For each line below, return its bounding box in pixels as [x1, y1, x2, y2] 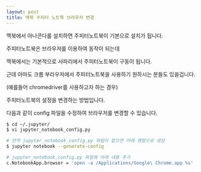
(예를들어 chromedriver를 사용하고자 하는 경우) [6, 83, 118, 91]
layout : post [6, 8, 39, 15]
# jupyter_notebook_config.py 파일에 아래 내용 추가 [6, 154, 131, 160]
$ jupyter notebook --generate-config [6, 144, 104, 150]
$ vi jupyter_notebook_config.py [6, 127, 91, 133]
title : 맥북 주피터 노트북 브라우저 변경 [6, 15, 94, 21]
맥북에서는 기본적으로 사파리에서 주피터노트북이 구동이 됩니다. [6, 58, 153, 65]
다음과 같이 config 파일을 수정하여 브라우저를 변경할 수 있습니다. [6, 109, 158, 116]
